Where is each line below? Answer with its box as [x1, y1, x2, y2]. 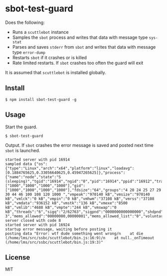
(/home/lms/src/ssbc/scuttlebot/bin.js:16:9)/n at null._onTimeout [5, 235, 155, 240]
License [5, 253, 30, 262]
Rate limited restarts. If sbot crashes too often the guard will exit [12, 60, 144, 66]
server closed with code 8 [5, 218, 61, 223]
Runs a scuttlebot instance [12, 29, 69, 35]
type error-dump [12, 49, 46, 55]
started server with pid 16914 [5, 157, 70, 162]
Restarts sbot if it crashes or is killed [12, 54, 87, 60]
